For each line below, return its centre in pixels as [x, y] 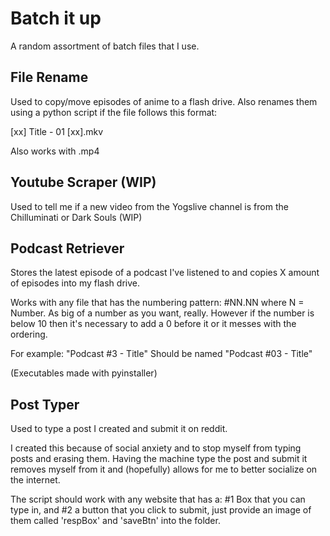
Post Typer [45, 404]
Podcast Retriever [67, 248]
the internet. [35, 480]
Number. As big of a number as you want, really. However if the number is [162, 313]
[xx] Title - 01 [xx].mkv [57, 131]
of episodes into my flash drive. [75, 283]
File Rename [49, 77]
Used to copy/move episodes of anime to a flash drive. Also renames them [164, 101]
